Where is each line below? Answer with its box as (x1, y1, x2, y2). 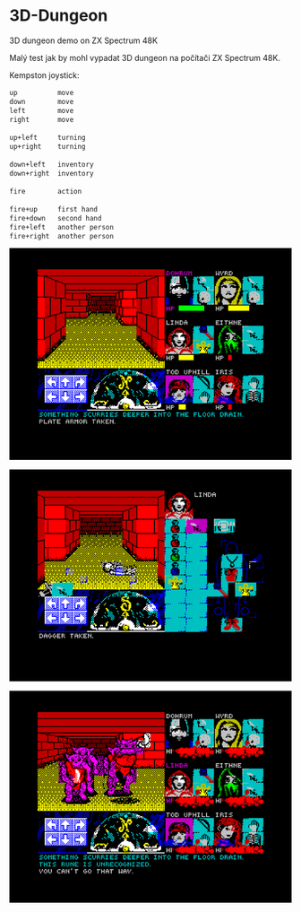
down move (9, 97, 74, 106)
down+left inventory (9, 160, 94, 169)
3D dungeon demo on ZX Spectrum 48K (9, 35, 159, 46)
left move (9, 106, 74, 115)
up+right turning (9, 142, 87, 151)
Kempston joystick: (9, 69, 80, 81)
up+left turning (9, 133, 87, 142)
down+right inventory (9, 169, 94, 178)
